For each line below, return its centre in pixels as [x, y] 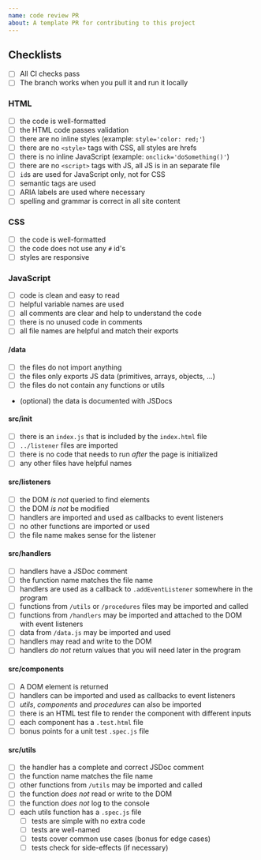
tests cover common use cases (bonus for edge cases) [121, 839]
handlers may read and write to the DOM [86, 641]
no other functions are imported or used [84, 526]
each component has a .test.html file [81, 722]
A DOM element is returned [64, 686]
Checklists [35, 55]
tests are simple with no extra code [88, 821]
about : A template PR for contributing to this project [102, 23]
